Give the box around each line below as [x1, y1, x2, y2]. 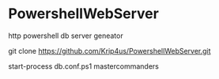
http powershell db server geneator [8, 31, 124, 40]
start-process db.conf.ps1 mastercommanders [8, 61, 160, 71]
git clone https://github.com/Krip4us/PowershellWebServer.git [8, 46, 211, 55]
